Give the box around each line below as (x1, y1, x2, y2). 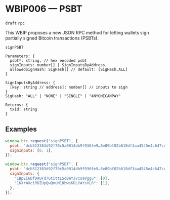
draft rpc (5, 21, 25, 26)
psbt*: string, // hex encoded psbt (10, 58, 87, 63)
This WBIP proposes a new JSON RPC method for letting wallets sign (5, 29, 149, 35)
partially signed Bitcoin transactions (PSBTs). (5, 35, 99, 41)
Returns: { (5, 102, 28, 107)
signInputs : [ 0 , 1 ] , (10, 148, 53, 153)
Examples (5, 125, 37, 134)
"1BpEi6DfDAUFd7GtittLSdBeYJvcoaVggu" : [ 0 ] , (14, 176, 110, 181)
